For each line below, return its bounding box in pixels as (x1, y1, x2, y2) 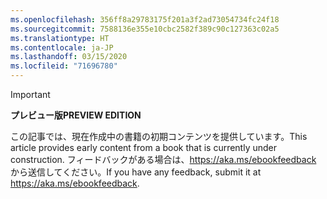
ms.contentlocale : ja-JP (10, 42, 114, 53)
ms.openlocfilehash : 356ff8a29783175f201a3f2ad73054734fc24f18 (10, 14, 280, 25)
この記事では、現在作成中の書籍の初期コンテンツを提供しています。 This (10, 131, 308, 142)
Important (10, 89, 51, 100)
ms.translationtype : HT (10, 33, 110, 43)
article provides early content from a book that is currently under (10, 142, 278, 153)
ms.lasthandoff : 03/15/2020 (10, 52, 128, 62)
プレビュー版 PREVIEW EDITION (10, 109, 142, 121)
